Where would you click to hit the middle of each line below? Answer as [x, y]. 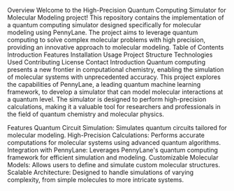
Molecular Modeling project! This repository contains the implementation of [116, 17]
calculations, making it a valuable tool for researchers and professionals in [114, 107]
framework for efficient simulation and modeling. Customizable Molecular [113, 157]
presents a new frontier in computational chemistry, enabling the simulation [116, 70]
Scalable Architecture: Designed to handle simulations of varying [101, 172]
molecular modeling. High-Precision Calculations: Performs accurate [106, 135]
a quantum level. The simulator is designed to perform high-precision [107, 99]
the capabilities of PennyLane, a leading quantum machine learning [104, 84]
